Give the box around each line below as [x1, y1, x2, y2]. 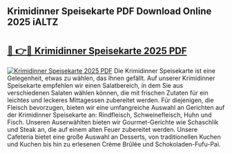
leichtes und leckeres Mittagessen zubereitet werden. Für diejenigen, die [7, 96, 214, 104]
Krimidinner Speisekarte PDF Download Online [7, 6, 212, 17]
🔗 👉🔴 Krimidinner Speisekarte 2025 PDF [7, 45, 188, 57]
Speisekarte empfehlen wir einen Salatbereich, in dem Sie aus [7, 81, 184, 89]
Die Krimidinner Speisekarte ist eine [113, 67, 216, 75]
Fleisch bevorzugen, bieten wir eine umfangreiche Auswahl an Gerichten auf [7, 104, 225, 111]
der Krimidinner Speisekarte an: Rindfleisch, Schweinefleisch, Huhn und [7, 110, 212, 119]
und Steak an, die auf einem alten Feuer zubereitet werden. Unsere [7, 126, 198, 133]
